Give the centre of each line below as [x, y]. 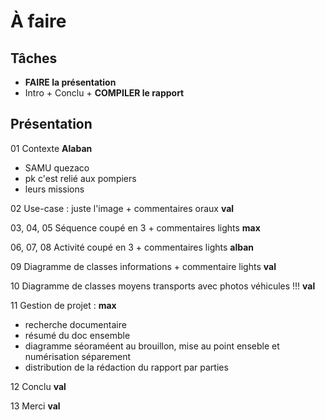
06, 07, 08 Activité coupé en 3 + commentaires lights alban [132, 247]
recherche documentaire [75, 324]
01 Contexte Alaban [51, 148]
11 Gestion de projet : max [63, 305]
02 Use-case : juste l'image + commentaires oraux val [122, 208]
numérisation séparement [77, 356]
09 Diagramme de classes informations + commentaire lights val [143, 266]
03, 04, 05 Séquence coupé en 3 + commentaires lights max [135, 227]
